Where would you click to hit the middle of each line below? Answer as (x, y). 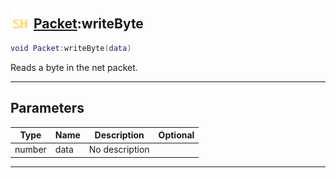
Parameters (47, 108)
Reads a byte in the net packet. (74, 67)
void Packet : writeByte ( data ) (71, 48)
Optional (176, 135)
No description (119, 150)
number (30, 150)
